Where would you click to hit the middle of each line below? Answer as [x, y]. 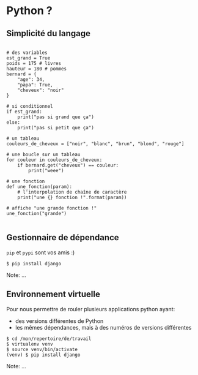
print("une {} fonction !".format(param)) [72, 197]
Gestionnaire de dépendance [63, 237]
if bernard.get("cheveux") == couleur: [68, 165]
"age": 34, [31, 80]
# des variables [27, 53]
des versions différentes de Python [59, 321]
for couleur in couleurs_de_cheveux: [54, 160]
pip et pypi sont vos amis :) [41, 252]
